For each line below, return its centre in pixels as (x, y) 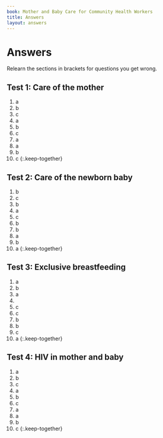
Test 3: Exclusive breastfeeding (66, 268)
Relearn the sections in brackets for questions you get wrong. (82, 68)
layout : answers (27, 23)
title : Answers (25, 17)
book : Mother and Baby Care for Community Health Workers (80, 12)
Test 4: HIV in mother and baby (65, 357)
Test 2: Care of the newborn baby (70, 177)
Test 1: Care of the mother (55, 87)
